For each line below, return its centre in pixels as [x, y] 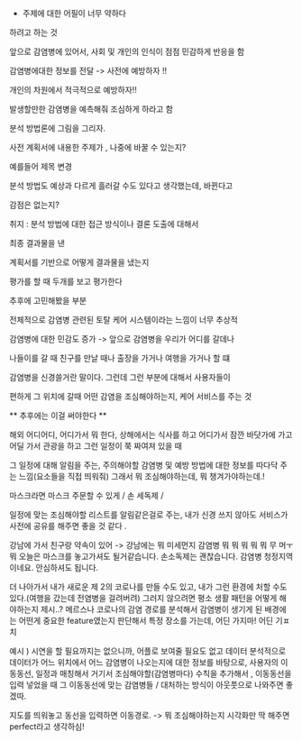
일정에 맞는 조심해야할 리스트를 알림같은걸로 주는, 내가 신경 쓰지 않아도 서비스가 [149, 515]
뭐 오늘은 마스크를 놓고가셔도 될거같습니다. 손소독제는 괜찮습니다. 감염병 [136, 556]
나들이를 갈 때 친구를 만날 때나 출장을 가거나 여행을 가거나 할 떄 [120, 358]
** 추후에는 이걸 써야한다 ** [58, 416]
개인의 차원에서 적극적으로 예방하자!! [73, 90]
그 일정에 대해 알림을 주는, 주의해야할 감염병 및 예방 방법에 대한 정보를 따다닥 [144, 465]
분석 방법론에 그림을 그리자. [58, 128]
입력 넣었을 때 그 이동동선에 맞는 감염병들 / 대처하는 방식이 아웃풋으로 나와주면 [146, 685]
